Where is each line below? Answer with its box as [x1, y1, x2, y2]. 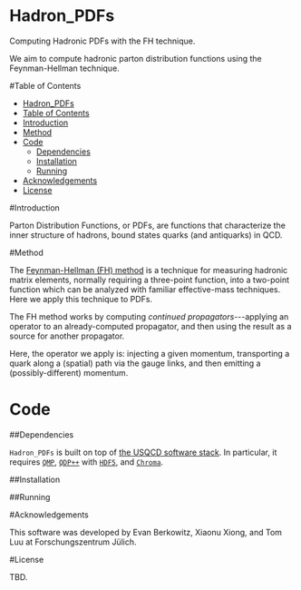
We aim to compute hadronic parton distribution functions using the [9, 53, 263, 64]
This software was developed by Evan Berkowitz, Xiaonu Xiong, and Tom [9, 526, 283, 537]
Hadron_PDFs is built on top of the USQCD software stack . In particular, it [9, 447, 277, 457]
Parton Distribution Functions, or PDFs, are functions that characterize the [9, 220, 286, 231]
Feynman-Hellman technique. [9, 63, 120, 74]
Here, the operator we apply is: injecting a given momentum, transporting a [9, 348, 290, 359]
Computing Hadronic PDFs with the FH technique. [9, 35, 196, 46]
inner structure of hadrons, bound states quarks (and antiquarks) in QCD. [9, 229, 283, 241]
